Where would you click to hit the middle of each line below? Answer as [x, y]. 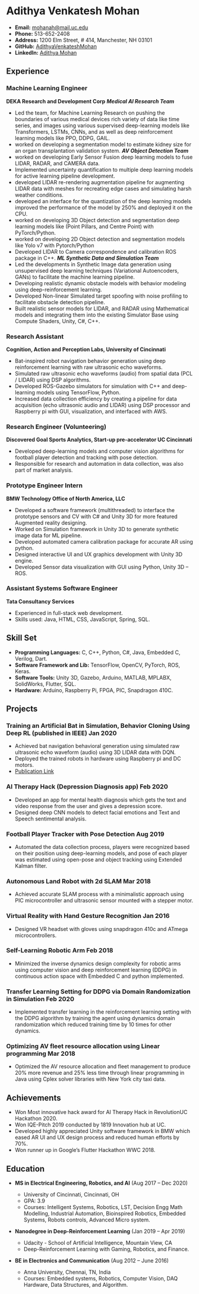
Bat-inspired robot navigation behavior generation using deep [90, 361]
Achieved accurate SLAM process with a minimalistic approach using [99, 894]
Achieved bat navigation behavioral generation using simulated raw [97, 746]
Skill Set [21, 638]
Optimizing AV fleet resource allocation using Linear [83, 1046]
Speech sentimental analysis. [50, 819]
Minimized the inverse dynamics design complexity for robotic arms [98, 963]
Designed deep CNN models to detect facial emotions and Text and [97, 812]
